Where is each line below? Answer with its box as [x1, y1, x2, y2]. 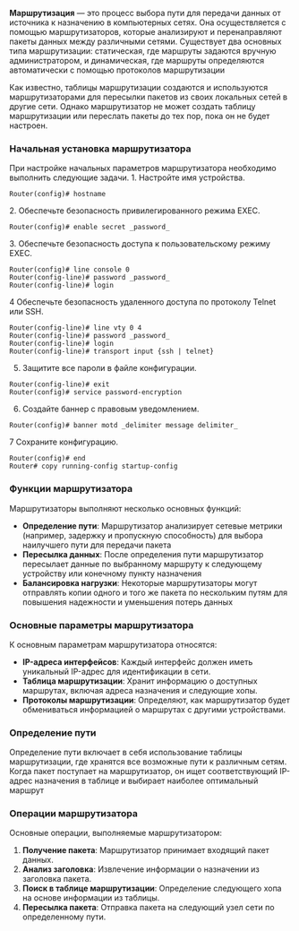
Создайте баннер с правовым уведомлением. [21, 403, 200, 415]
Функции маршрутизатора [9, 483, 133, 496]
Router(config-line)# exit [9, 380, 110, 389]
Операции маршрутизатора [9, 807, 139, 820]
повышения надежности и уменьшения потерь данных [21, 596, 234, 608]
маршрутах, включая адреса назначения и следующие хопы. [21, 685, 258, 695]
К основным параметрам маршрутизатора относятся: [9, 639, 218, 650]
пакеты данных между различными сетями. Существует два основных [9, 36, 282, 47]
